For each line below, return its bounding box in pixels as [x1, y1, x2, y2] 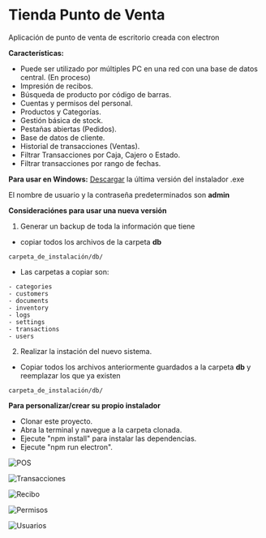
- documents [8, 297, 49, 305]
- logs [8, 310, 31, 319]
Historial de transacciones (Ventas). [19, 141, 140, 151]
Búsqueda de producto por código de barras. [19, 89, 172, 99]
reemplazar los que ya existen [19, 370, 121, 380]
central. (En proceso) [19, 72, 91, 82]
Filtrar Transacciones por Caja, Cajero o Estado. [19, 150, 181, 160]
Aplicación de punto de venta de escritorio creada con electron [8, 32, 220, 42]
